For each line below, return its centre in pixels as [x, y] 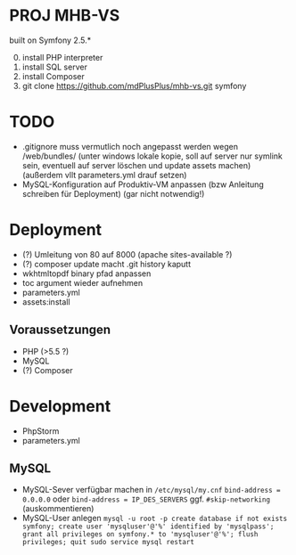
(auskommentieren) [58, 509]
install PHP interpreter [62, 57]
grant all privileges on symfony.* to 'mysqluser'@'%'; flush [140, 535]
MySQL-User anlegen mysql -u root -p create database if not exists [155, 518]
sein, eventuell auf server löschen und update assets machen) [136, 165]
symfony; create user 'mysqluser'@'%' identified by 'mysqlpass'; [148, 526]
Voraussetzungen [60, 330]
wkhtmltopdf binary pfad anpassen [86, 273]
